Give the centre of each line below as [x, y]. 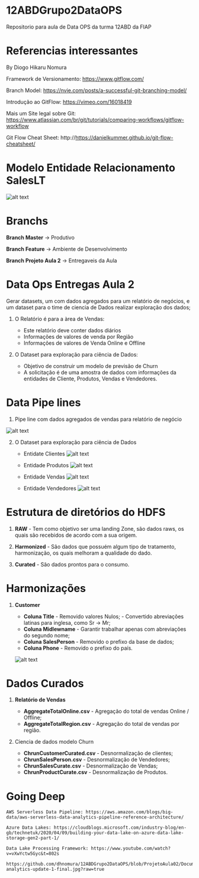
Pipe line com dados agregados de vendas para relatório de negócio [98, 419]
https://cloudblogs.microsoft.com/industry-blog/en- [120, 828]
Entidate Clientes [44, 454]
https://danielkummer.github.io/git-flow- [124, 137]
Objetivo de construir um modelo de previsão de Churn [91, 366]
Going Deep [36, 796]
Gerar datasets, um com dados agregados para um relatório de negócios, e [98, 301]
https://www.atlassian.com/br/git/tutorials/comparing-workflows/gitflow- [95, 119]
